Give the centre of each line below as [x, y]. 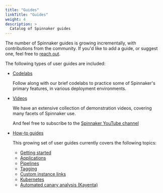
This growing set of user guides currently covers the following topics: [85, 143]
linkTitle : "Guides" [27, 15]
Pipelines [29, 163]
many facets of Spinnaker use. [44, 114]
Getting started [36, 153]
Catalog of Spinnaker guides [40, 29]
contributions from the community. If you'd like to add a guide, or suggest [81, 49]
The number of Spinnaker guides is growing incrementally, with [71, 43]
